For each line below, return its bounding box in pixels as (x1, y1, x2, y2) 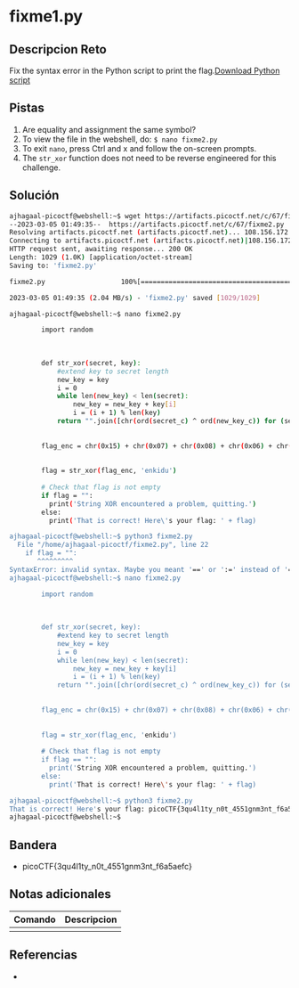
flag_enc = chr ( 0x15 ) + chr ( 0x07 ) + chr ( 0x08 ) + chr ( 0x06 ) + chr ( (41, 441, 293, 451)
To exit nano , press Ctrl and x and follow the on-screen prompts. (21, 143, 257, 153)
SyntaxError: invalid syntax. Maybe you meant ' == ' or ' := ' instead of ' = (9, 565, 293, 574)
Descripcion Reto (9, 42, 107, 57)
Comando (13, 913, 56, 926)
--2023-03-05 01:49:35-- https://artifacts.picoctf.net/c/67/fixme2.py (9, 220, 285, 229)
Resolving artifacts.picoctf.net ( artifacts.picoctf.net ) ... (9, 228, 241, 237)
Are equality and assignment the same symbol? (21, 124, 197, 135)
